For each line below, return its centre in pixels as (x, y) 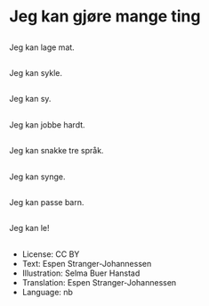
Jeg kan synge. (37, 177)
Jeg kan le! (30, 228)
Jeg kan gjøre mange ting (105, 17)
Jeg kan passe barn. (47, 202)
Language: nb (48, 292)
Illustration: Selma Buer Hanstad (81, 273)
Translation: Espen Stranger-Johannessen (99, 282)
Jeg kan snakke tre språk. (56, 151)
